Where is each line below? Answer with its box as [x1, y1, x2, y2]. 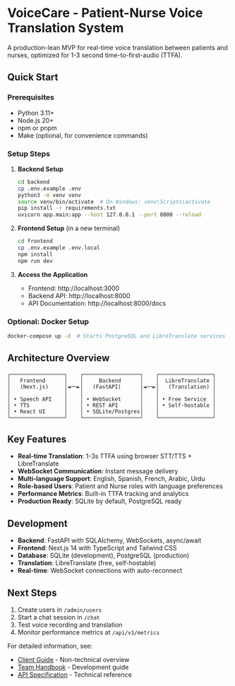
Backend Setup [17, 165, 64, 173]
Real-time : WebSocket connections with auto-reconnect [17, 567, 183, 575]
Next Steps [7, 586, 57, 598]
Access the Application [17, 270, 88, 278]
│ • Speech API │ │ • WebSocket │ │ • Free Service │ [7, 396, 217, 403]
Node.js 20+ [17, 116, 54, 124]
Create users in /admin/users [17, 605, 102, 614]
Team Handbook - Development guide [17, 663, 129, 672]
